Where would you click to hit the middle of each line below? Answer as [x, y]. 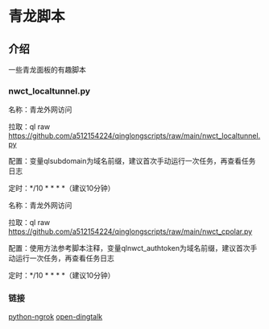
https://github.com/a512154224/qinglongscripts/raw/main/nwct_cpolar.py [130, 231]
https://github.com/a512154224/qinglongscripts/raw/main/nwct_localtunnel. [134, 136]
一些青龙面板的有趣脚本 [47, 70]
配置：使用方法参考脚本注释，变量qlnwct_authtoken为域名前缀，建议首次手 [133, 248]
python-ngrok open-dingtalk [56, 316]
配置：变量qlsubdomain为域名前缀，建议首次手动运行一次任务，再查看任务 [132, 161]
